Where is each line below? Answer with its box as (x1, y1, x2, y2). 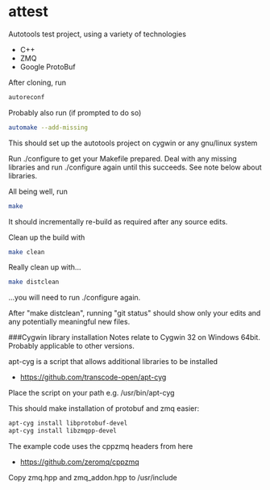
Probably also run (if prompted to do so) (8, 107, 142, 117)
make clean (8, 248, 45, 256)
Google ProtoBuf (19, 61, 76, 71)
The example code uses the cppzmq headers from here (8, 442, 193, 451)
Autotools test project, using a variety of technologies (8, 29, 187, 39)
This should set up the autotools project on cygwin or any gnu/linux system (8, 138, 258, 148)
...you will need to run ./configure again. (8, 293, 141, 303)
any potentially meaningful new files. (8, 317, 131, 327)
